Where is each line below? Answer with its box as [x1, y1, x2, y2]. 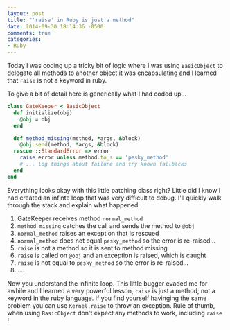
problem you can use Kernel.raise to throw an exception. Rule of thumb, [7, 301, 215, 309]
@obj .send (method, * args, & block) [19, 141, 119, 148]
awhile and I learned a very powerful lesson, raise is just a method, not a [7, 286, 216, 295]
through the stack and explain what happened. [7, 200, 141, 209]
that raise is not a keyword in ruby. [7, 76, 107, 84]
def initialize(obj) [13, 109, 73, 116]
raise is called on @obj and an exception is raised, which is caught [17, 251, 206, 259]
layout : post [7, 10, 45, 17]
